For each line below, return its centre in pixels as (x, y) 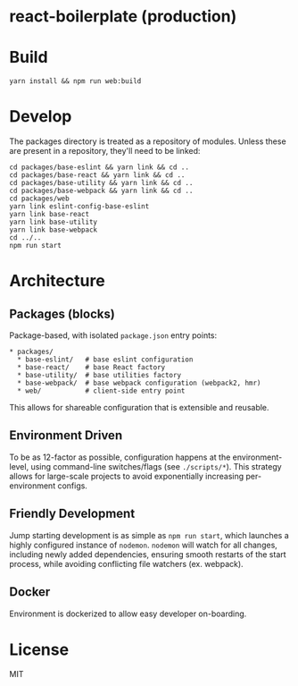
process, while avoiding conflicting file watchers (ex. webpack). (126, 563)
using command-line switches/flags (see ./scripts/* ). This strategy (157, 466)
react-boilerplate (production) (123, 17)
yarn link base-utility (54, 222)
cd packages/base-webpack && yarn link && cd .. (101, 191)
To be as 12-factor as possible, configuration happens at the (120, 457)
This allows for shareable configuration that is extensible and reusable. (139, 408)
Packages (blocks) (62, 313)
